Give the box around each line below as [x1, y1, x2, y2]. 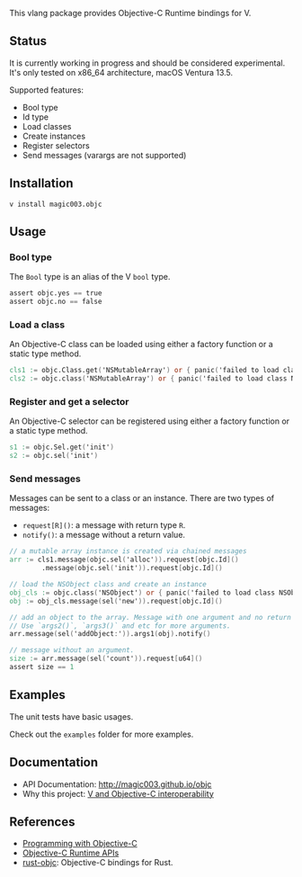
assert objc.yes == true [9, 289, 102, 298]
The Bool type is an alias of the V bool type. [9, 272, 171, 282]
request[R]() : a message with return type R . [22, 520, 186, 531]
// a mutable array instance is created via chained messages [9, 547, 247, 556]
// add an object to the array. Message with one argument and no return [9, 613, 292, 622]
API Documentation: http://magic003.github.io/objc [22, 778, 212, 790]
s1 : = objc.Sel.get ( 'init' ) [9, 443, 115, 452]
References [9, 814, 75, 829]
